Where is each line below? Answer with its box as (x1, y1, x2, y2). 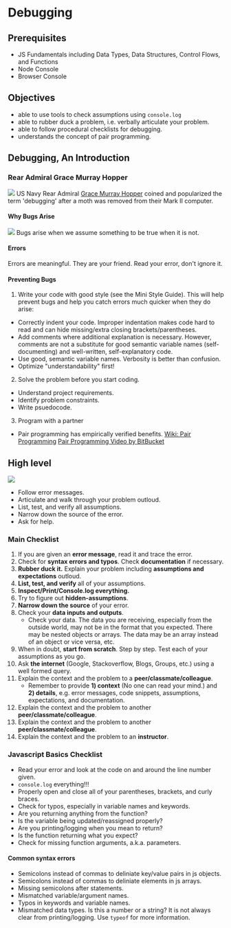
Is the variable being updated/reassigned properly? (17, 816, 164, 825)
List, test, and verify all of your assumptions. (17, 579, 146, 588)
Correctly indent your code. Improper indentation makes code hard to (17, 318, 215, 327)
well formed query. (17, 667, 71, 675)
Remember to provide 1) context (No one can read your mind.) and (27, 681, 217, 690)
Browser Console (17, 72, 67, 80)
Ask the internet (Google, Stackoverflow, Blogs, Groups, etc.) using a (17, 659, 214, 668)
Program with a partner (17, 417, 84, 425)
